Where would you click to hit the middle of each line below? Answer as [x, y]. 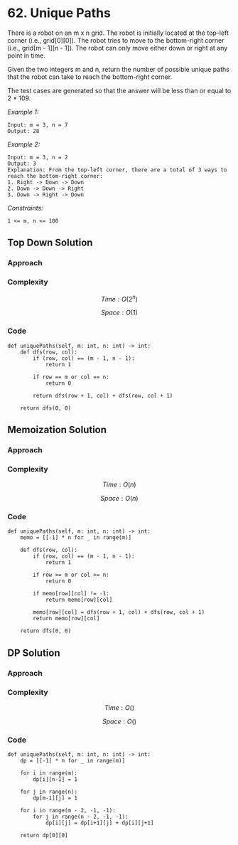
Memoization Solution [57, 429]
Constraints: [26, 208]
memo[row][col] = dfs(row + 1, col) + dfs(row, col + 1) [119, 612]
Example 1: [23, 112]
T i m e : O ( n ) [119, 484]
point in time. [27, 55]
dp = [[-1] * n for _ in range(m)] [73, 761]
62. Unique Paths [59, 13]
